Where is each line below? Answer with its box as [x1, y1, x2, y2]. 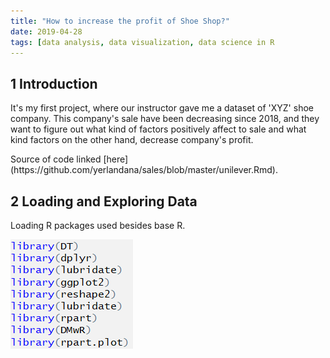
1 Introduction [10, 75, 98, 92]
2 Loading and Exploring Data [10, 193, 198, 210]
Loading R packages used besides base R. [10, 220, 186, 231]
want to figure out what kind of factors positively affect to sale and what [10, 123, 307, 135]
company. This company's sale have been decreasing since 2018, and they [10, 113, 320, 125]
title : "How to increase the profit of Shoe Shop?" [10, 16, 230, 26]
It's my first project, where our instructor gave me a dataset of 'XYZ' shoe [10, 102, 314, 114]
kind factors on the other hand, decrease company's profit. [10, 134, 254, 146]
